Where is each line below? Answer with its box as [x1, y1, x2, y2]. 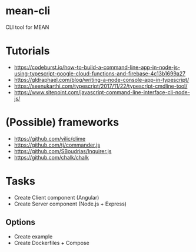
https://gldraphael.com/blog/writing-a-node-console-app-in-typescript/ [14, 76, 190, 83]
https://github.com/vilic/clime [14, 135, 86, 142]
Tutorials [5, 44, 50, 58]
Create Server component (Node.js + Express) [14, 200, 127, 207]
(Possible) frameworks [5, 116, 119, 129]
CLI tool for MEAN [5, 24, 49, 31]
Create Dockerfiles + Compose [14, 239, 89, 246]
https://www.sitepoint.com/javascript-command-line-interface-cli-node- [14, 88, 191, 95]
